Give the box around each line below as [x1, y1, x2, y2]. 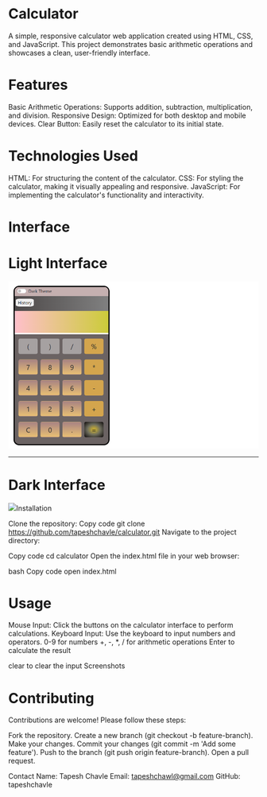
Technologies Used [8, 147, 139, 165]
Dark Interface [8, 476, 106, 494]
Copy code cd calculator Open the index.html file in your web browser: [8, 550, 240, 561]
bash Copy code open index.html [8, 566, 117, 576]
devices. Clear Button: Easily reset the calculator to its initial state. [8, 119, 224, 128]
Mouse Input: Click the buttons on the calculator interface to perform [8, 620, 234, 630]
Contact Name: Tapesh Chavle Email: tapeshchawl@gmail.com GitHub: [8, 772, 241, 781]
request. [8, 756, 36, 766]
